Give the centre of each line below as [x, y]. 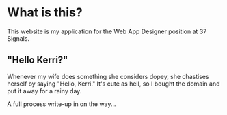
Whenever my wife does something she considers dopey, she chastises [108, 76]
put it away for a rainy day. [44, 91]
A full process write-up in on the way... [62, 104]
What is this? [45, 13]
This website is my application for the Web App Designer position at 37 [107, 31]
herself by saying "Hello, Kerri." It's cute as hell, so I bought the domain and [113, 84]
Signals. [18, 38]
